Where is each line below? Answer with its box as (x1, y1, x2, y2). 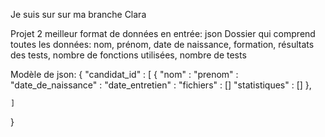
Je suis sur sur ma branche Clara (10, 9, 147, 20)
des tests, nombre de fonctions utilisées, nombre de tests (10, 49, 247, 61)
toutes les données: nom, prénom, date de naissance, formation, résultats (10, 39, 315, 50)
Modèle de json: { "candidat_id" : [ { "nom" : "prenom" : (10, 69, 239, 80)
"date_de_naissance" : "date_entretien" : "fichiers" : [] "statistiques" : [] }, (10, 79, 312, 91)
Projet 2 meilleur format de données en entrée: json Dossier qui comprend (10, 28, 316, 39)
